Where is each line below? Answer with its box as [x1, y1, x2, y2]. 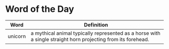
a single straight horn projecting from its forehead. [31, 36, 149, 43]
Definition [83, 21, 108, 28]
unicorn [8, 33, 26, 40]
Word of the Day [5, 3, 74, 15]
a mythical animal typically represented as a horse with [31, 30, 161, 37]
